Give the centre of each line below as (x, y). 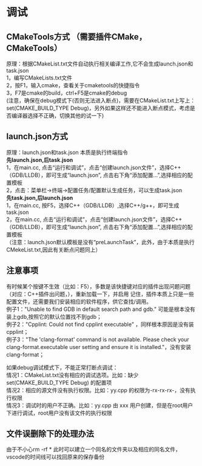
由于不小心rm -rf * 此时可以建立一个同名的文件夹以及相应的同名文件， (93, 450)
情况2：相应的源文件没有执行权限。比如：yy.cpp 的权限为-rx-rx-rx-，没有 (98, 390)
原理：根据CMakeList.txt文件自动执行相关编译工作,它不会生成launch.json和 (100, 64)
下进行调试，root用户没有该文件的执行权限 (59, 413)
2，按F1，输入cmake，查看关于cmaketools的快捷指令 (73, 85)
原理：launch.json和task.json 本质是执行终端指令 (67, 152)
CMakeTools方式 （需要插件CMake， (76, 37)
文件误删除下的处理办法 (50, 434)
